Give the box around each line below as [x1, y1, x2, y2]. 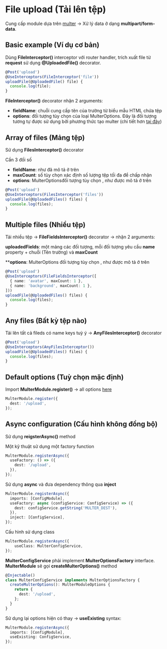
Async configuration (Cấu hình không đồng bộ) [5, 420, 158, 429]
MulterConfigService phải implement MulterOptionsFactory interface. [5, 557, 155, 563]
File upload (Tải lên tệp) [5, 4, 106, 15]
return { [14, 587, 33, 592]
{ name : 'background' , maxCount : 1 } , [10, 283, 93, 288]
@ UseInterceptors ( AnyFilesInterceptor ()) [5, 344, 95, 350]
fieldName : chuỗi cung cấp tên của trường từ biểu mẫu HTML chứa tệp [12, 108, 162, 114]
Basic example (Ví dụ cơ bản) [5, 41, 100, 49]
